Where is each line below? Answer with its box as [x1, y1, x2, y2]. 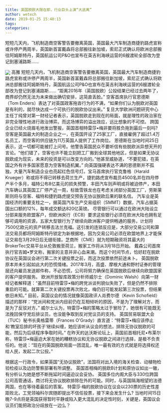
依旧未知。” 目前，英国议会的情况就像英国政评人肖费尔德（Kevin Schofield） [5, 292, 160, 298]
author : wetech [5, 12, 37, 17]
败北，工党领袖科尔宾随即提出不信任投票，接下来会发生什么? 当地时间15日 [9, 390, 162, 396]
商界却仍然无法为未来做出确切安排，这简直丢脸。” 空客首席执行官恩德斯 [5, 94, 150, 100]
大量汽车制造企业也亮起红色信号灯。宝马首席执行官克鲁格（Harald [13, 168, 150, 174]
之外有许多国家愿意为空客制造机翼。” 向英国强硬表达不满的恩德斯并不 [9, 162, 150, 168]
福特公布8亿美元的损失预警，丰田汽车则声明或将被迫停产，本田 [31, 181, 161, 187]
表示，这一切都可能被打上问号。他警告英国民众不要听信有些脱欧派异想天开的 [5, 143, 162, 149]
